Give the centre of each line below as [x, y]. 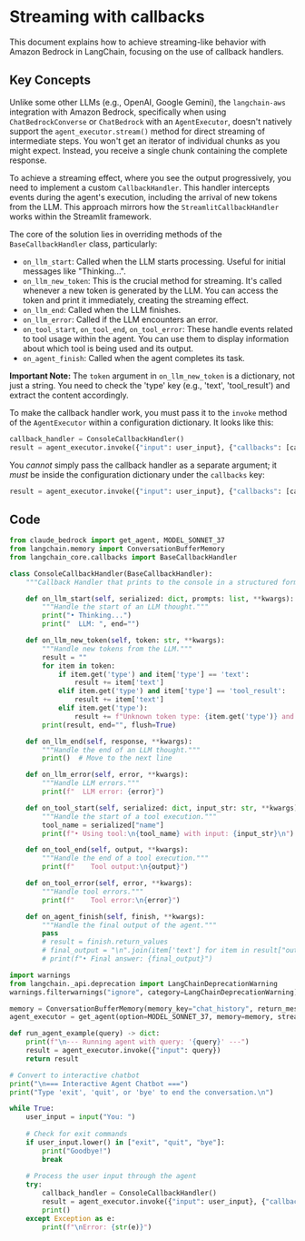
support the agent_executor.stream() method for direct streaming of [138, 131]
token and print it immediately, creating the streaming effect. [136, 300]
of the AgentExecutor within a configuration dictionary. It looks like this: [142, 422]
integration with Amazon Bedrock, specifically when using [118, 112]
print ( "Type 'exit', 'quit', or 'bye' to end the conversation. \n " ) [142, 1092]
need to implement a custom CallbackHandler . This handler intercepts [140, 187]
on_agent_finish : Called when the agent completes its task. [133, 358]
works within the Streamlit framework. [80, 217]
